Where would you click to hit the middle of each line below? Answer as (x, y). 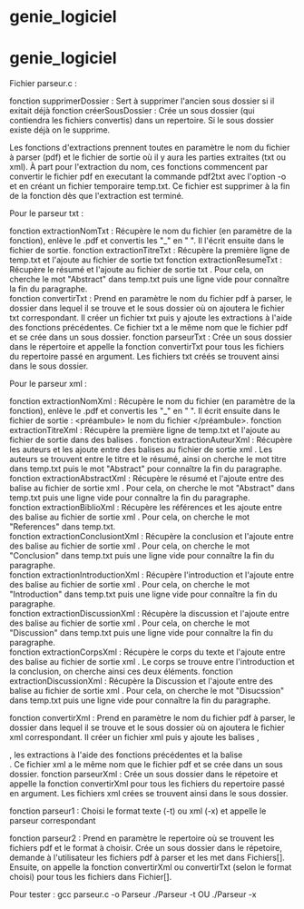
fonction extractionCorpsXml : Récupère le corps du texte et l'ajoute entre (147, 652)
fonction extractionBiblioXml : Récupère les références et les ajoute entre (146, 508)
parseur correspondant (53, 821)
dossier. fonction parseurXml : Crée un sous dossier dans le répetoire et (144, 775)
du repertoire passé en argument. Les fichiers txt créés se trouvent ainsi (144, 357)
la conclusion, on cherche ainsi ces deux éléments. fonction (122, 672)
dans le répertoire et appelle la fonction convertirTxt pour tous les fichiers (147, 347)
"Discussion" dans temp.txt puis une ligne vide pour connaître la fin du (142, 633)
